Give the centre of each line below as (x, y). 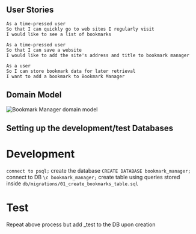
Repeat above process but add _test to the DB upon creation (81, 224)
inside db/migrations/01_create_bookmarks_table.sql (72, 183)
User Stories (30, 10)
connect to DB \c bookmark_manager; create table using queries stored (93, 177)
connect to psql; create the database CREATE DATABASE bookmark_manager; (99, 170)
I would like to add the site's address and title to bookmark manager (98, 55)
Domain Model (34, 95)
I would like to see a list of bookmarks (59, 34)
